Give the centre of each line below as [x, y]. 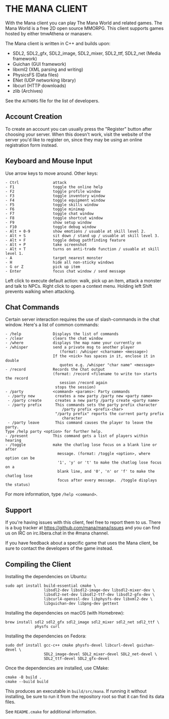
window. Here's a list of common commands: [52, 325]
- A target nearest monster [54, 258]
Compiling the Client [38, 564]
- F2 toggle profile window [53, 191]
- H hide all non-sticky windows [60, 262]
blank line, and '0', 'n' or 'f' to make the [106, 472]
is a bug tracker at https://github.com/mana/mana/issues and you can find [83, 528]
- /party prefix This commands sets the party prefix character [82, 405]
